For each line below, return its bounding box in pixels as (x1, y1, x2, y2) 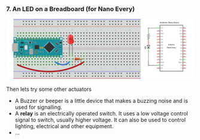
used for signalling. (14, 104, 63, 111)
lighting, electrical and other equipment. (14, 122, 114, 130)
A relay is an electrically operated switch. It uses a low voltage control (14, 109, 189, 117)
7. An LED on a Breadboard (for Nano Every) (6, 5, 135, 13)
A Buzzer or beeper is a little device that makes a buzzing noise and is (14, 97, 189, 104)
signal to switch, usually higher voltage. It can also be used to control (14, 116, 186, 123)
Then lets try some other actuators (6, 86, 92, 93)
